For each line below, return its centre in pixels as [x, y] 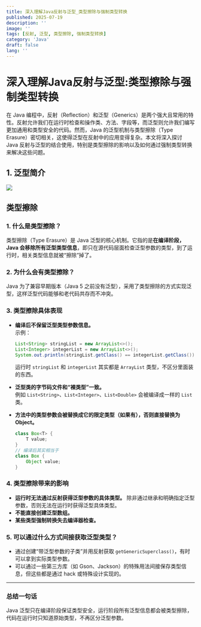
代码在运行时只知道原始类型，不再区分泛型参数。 [66, 618]
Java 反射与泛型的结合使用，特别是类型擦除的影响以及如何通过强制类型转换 [99, 145]
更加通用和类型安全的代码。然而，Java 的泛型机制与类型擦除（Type [90, 130]
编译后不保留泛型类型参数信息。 [54, 325]
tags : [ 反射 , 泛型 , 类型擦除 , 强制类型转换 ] [56, 34]
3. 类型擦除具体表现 [34, 311]
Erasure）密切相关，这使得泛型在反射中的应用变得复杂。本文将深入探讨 [94, 137]
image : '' [19, 28]
